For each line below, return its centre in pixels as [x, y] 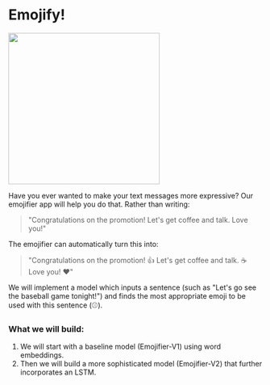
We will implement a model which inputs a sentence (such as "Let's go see [132, 287]
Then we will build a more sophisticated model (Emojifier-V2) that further [141, 364]
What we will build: [46, 329]
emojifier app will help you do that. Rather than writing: [99, 204]
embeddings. [42, 355]
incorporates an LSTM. [58, 372]
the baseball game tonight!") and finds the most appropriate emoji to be [127, 295]
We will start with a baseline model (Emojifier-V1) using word [120, 347]
